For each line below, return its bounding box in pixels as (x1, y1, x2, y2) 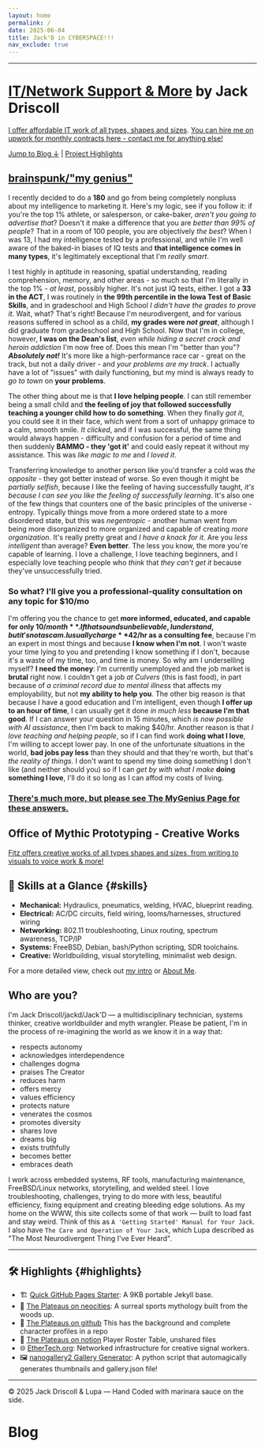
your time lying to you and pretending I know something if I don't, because (8, 647, 250, 656)
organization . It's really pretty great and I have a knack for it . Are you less (8, 532, 248, 542)
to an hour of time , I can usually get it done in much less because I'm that (8, 706, 250, 716)
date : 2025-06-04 (8, 26, 65, 34)
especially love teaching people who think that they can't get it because (8, 558, 242, 567)
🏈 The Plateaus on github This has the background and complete (19, 1318, 231, 1328)
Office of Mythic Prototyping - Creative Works (8, 827, 241, 841)
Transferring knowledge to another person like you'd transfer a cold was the (8, 465, 256, 475)
